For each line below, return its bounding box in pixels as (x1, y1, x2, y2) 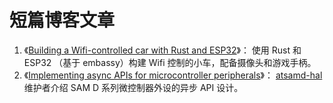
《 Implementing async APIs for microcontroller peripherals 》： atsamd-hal (23, 69, 323, 81)
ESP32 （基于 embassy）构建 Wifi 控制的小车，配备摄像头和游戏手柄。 (23, 56, 317, 68)
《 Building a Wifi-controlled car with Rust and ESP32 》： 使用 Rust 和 (23, 44, 302, 56)
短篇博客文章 (9, 9, 116, 32)
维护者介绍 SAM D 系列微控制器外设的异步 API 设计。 (23, 81, 244, 93)
